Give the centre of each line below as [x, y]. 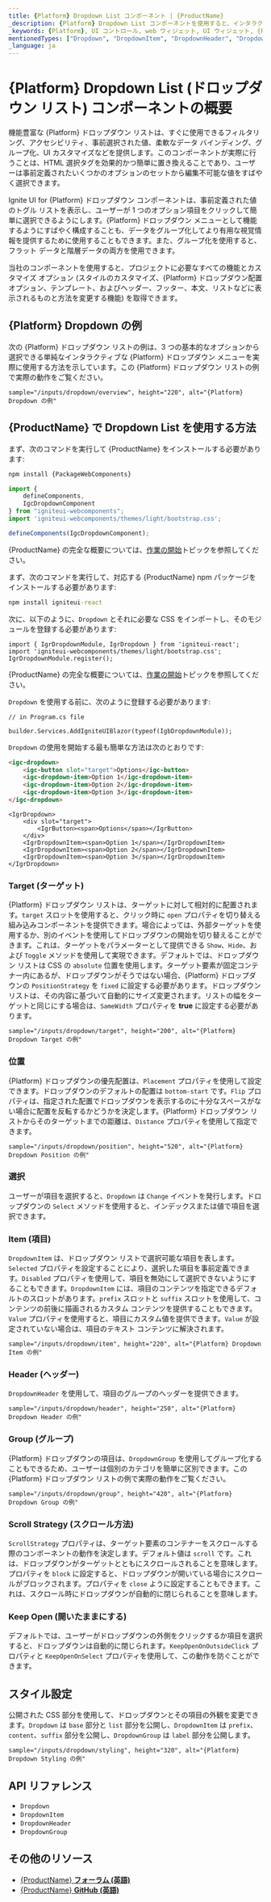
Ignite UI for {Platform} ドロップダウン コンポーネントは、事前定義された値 [133, 200]
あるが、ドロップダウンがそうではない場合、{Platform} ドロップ [142, 976]
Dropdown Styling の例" [47, 1759]
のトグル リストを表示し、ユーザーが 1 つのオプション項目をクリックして [129, 210]
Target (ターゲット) [46, 885]
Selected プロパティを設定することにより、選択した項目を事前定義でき [126, 1268]
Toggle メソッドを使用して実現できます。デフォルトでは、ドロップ [135, 955]
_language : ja [32, 46]
